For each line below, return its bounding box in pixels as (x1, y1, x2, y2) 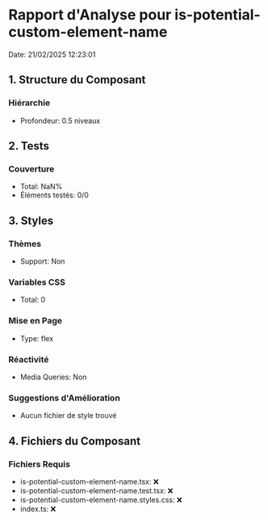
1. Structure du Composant (8, 73, 146, 87)
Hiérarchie (8, 97, 51, 108)
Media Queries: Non (19, 372, 87, 382)
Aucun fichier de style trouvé (19, 411, 117, 421)
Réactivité (8, 353, 49, 365)
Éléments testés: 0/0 (19, 190, 89, 200)
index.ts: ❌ (19, 504, 57, 514)
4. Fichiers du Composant (8, 434, 141, 448)
